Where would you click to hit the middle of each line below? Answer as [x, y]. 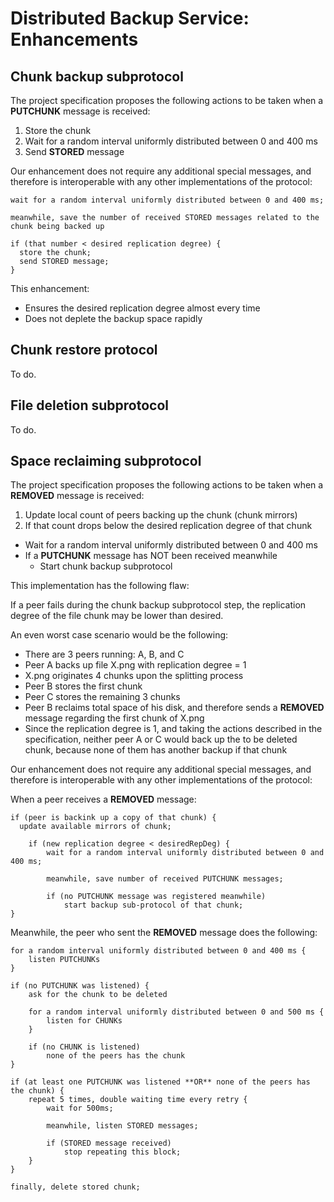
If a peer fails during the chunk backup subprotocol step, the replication [158, 605]
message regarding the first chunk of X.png [114, 718]
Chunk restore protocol [84, 350]
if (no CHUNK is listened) [84, 1047]
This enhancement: [50, 288]
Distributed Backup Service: [130, 18]
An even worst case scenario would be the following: [119, 635]
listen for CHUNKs [84, 1021]
